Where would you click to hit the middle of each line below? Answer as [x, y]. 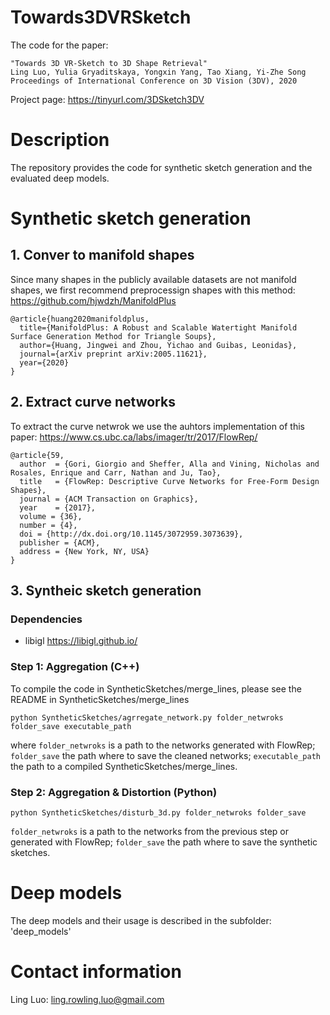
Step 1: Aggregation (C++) [75, 667]
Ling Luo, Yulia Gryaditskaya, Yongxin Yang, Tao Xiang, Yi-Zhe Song [158, 72]
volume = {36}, [51, 516]
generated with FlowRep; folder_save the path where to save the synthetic [164, 842]
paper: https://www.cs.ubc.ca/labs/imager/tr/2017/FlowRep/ [134, 437]
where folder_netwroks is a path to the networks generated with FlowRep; [163, 745]
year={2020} [44, 362]
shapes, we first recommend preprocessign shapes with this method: [153, 290]
